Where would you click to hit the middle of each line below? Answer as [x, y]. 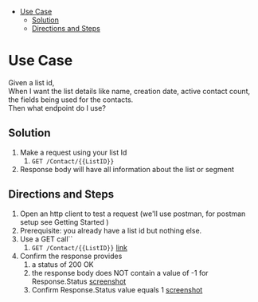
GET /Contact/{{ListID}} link [79, 247]
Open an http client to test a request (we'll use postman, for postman [133, 214]
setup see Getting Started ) [64, 222]
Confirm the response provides [71, 256]
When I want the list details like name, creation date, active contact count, [129, 91]
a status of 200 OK [63, 264]
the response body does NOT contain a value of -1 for [120, 273]
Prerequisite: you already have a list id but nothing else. [111, 230]
